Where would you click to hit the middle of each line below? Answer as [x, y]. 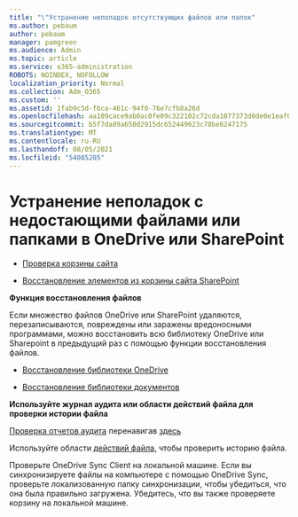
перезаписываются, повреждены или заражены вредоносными [130, 325]
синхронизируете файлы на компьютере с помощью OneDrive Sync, [139, 474]
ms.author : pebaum [43, 26]
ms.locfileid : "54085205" [57, 157]
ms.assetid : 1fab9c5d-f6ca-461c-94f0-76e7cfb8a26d [105, 108]
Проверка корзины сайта [70, 263]
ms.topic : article [43, 59]
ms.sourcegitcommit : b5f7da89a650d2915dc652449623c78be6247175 [129, 125]
